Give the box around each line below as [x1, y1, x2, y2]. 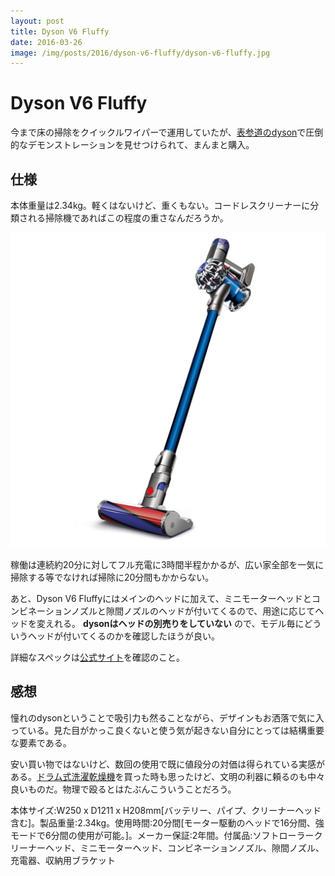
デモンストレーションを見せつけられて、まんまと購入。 [27, 139, 255, 151]
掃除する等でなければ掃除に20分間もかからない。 [10, 571, 215, 583]
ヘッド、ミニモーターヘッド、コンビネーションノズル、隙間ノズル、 [44, 841, 325, 854]
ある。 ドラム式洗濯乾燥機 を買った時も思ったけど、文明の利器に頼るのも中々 [10, 770, 325, 782]
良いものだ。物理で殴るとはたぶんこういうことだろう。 [10, 783, 237, 795]
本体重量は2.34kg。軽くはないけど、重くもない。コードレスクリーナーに [10, 200, 311, 211]
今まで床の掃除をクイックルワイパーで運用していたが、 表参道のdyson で [10, 126, 307, 139]
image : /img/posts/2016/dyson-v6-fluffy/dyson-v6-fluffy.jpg [10, 48, 271, 58]
